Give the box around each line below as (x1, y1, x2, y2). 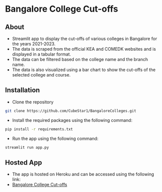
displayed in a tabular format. (12, 51, 71, 57)
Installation (5, 86, 40, 95)
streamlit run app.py (5, 145, 49, 150)
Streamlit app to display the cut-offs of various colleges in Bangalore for (12, 36, 157, 41)
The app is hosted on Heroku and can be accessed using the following (12, 172, 155, 177)
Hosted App (5, 158, 42, 167)
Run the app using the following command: (12, 135, 99, 141)
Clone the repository (12, 99, 54, 105)
